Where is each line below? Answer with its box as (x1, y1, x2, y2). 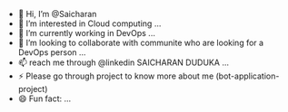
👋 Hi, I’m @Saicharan (17, 9, 97, 19)
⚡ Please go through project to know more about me (17, 70, 214, 81)
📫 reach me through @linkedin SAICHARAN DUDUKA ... (17, 57, 230, 68)
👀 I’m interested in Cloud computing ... (17, 18, 162, 29)
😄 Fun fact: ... (17, 93, 72, 104)
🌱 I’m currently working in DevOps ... (17, 28, 156, 38)
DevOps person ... (17, 47, 86, 58)
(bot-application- (215, 70, 280, 81)
